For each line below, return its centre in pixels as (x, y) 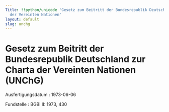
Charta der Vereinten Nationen (71, 70)
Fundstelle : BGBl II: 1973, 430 (36, 104)
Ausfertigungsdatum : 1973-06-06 (41, 95)
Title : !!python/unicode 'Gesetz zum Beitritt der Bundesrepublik (76, 10)
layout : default (22, 19)
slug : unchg (18, 24)
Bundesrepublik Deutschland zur (75, 60)
